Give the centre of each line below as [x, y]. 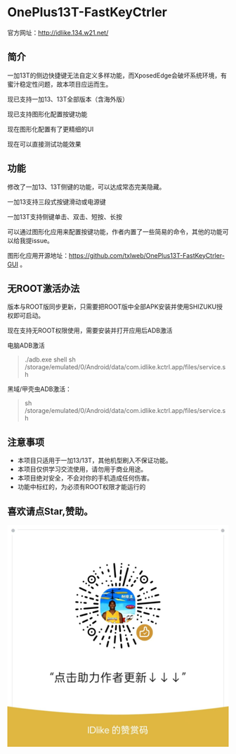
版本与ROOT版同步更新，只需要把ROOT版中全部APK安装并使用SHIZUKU [112, 307]
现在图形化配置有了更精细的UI [51, 129]
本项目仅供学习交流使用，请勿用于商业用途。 [82, 469]
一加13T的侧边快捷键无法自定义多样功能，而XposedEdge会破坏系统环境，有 [117, 75]
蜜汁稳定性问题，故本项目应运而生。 [60, 84]
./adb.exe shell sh [50, 359]
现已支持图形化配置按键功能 [47, 114]
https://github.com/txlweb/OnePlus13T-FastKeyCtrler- [147, 255]
